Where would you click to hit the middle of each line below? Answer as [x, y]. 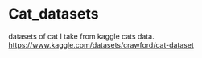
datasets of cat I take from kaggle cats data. [81, 36]
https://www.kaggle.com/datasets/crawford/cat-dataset [101, 44]
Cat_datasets [54, 14]
